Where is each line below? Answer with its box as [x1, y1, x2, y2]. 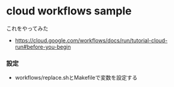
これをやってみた [6, 25, 49, 32]
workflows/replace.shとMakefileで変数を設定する [14, 74, 138, 82]
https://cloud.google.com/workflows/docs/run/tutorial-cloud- [14, 37, 168, 44]
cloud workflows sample [6, 4, 132, 18]
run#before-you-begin [14, 43, 71, 50]
